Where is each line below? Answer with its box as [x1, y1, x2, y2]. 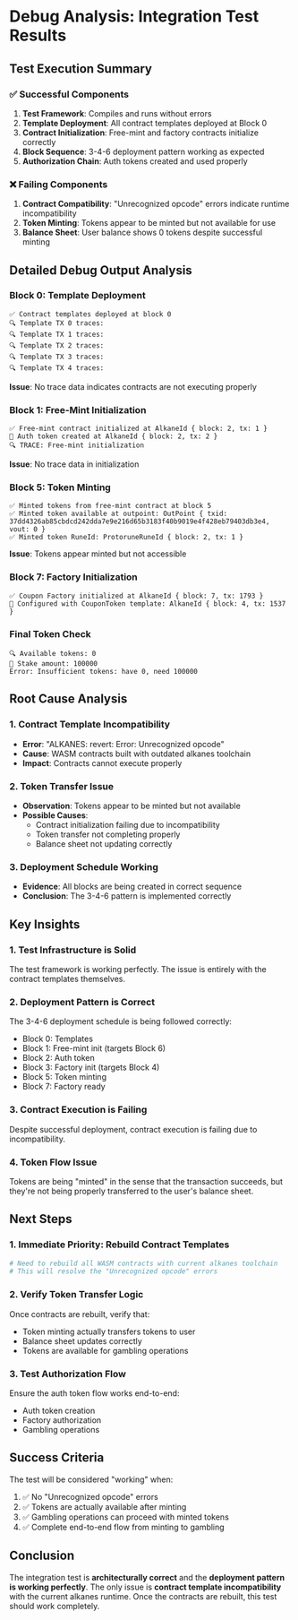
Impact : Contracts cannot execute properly [21, 757, 183, 768]
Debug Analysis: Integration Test [9, 6, 260, 27]
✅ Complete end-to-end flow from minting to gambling [21, 1521, 226, 1532]
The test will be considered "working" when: [9, 1474, 174, 1485]
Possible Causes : [21, 810, 89, 821]
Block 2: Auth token [21, 1053, 96, 1064]
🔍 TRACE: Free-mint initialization [9, 441, 145, 450]
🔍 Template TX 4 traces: [9, 363, 105, 373]
